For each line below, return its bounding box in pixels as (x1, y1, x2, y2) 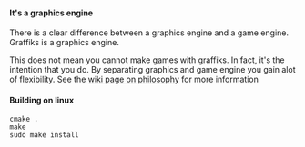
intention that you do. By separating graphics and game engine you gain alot (9, 64, 296, 75)
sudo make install (9, 131, 79, 140)
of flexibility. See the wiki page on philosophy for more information (9, 73, 259, 85)
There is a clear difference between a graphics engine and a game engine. (9, 27, 290, 38)
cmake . (9, 114, 39, 124)
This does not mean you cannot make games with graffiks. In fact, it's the (9, 54, 285, 65)
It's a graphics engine (9, 7, 94, 18)
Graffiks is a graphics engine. (9, 37, 120, 48)
